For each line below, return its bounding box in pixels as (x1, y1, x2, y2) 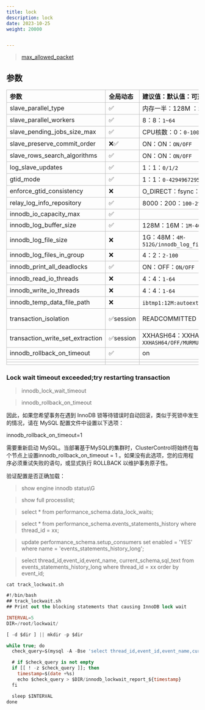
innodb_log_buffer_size (10, 221, 76, 229)
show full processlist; (21, 497, 75, 504)
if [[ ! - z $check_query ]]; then (12, 665, 99, 671)
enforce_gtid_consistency (10, 187, 84, 196)
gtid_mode (10, 175, 41, 183)
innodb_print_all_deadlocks (10, 262, 88, 271)
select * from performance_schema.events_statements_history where (21, 520, 196, 528)
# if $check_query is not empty (12, 659, 95, 665)
